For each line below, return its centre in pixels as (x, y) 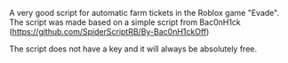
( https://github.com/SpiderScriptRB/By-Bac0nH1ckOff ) (109, 31)
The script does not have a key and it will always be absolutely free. (133, 49)
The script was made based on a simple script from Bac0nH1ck (125, 22)
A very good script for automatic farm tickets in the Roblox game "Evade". (144, 13)
